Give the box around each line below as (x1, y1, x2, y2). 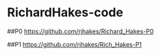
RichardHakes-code (7, 5, 123, 20)
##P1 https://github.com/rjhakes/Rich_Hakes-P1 (7, 40, 143, 48)
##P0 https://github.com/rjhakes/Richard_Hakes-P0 (7, 27, 154, 35)
